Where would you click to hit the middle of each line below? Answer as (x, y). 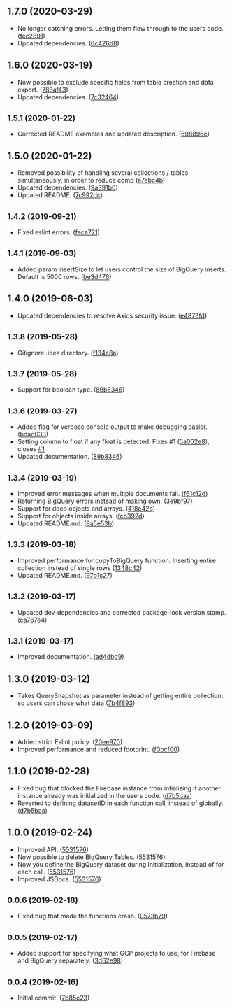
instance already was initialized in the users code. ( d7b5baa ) (105, 795)
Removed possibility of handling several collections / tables (103, 173)
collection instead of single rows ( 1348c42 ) (80, 568)
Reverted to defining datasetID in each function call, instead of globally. (120, 803)
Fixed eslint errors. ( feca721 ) (58, 232)
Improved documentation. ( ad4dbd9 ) (71, 657)
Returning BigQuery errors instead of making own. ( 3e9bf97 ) (105, 501)
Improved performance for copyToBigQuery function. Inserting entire (117, 560)
